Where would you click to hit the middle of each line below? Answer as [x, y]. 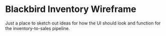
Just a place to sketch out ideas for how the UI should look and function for [83, 23]
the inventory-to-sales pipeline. [38, 28]
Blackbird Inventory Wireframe [71, 9]
